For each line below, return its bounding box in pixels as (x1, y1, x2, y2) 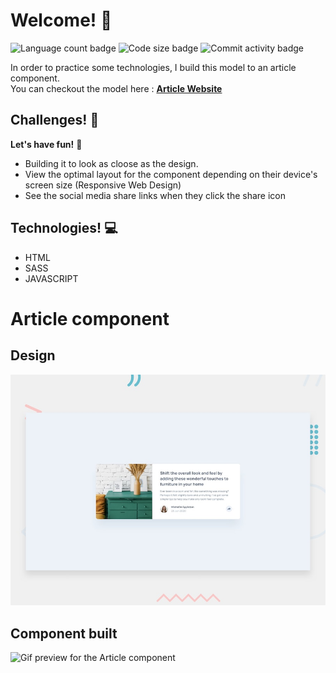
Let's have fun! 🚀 (10, 138, 83, 150)
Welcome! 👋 (10, 9, 113, 32)
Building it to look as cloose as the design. (24, 157, 199, 169)
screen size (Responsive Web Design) (24, 179, 182, 191)
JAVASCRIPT (24, 272, 79, 284)
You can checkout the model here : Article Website (10, 82, 223, 94)
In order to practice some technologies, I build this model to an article (10, 61, 297, 73)
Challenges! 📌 (10, 112, 100, 129)
